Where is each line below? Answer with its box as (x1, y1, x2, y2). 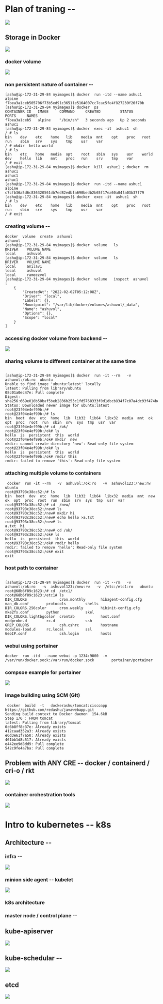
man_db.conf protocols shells (5, 601, 98, 606)
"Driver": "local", (22, 294, 62, 298)
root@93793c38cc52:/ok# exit (5, 549, 64, 554)
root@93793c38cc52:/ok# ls (5, 532, 60, 537)
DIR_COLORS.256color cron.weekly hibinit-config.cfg (5, 606, 140, 610)
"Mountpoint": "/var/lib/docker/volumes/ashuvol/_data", (22, 302, 140, 307)
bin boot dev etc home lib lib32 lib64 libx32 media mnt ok (5, 416, 153, 421)
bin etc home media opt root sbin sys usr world (5, 152, 153, 157)
